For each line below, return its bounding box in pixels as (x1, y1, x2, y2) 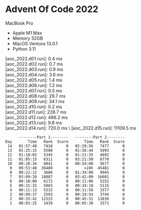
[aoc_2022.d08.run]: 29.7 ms (5, 93, 66, 99)
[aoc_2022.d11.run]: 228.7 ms (5, 109, 66, 115)
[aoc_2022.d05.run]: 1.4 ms (5, 77, 62, 83)
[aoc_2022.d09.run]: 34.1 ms (5, 98, 65, 104)
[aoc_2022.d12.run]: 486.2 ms (5, 114, 68, 120)
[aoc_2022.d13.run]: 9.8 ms (5, 120, 62, 126)
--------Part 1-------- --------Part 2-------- (18, 135, 125, 140)
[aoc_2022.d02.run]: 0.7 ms (5, 61, 63, 67)
